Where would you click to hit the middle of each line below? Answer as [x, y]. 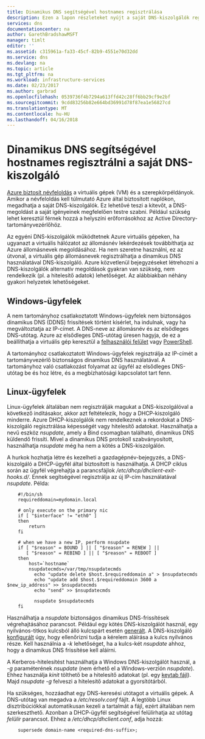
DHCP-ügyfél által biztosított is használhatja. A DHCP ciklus [113, 464]
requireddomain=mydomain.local [57, 500]
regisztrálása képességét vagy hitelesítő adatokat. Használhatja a [115, 426]
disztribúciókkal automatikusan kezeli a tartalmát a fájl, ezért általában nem [101, 706]
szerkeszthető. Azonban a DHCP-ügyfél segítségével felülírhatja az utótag [100, 712]
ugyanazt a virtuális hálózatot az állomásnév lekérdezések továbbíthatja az [100, 243]
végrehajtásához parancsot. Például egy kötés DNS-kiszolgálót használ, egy [102, 624]
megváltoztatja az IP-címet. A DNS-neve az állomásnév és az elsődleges [98, 329]
